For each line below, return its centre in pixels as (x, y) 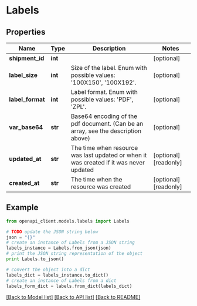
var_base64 (26, 127)
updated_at (25, 159)
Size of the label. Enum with (109, 68)
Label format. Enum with (104, 92)
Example (22, 208)
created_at (24, 183)
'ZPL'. (79, 107)
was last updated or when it (109, 155)
